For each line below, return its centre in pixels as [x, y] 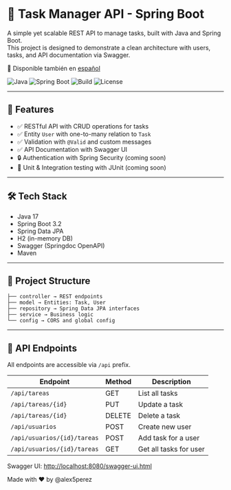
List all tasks [158, 393]
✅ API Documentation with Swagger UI [72, 149]
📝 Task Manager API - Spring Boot [106, 14]
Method [119, 382]
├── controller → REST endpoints [55, 297]
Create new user [165, 427]
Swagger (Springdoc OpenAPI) [61, 245]
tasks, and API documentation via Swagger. [69, 55]
